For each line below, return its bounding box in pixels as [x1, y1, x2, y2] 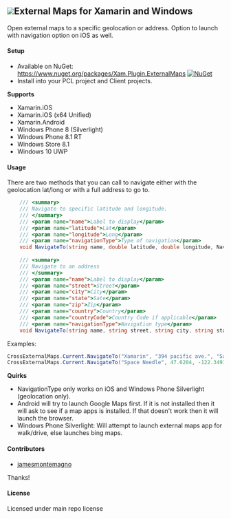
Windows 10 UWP [16, 147, 68, 156]
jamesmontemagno [16, 460, 72, 468]
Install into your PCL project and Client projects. [16, 77, 153, 85]
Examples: [7, 339, 36, 348]
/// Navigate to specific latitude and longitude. [19, 206, 168, 213]
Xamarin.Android [16, 118, 65, 127]
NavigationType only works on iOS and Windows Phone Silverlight [16, 385, 205, 393]
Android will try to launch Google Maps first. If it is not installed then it [16, 399, 215, 408]
